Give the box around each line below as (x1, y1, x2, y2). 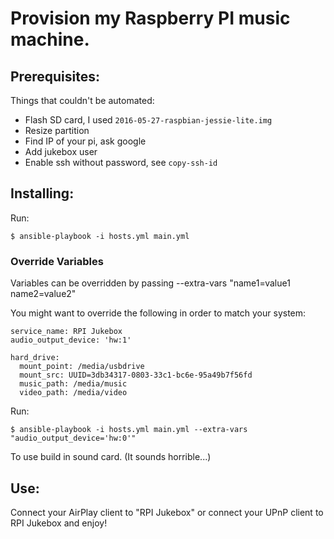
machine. (10, 28, 90, 51)
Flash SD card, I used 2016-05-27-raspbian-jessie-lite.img (24, 114, 273, 126)
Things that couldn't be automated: (10, 95, 155, 106)
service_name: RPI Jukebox (10, 327, 123, 337)
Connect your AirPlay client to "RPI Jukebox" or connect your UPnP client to (10, 506, 324, 518)
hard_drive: (10, 353, 60, 363)
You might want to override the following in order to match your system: (10, 307, 307, 319)
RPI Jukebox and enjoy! (10, 517, 108, 529)
